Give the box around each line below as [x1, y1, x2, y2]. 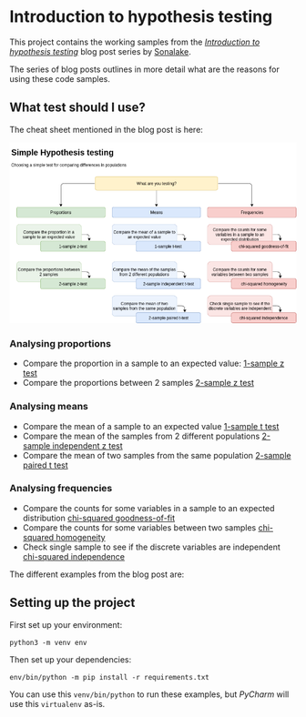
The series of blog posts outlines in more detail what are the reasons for [9, 64, 280, 75]
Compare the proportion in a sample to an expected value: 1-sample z [22, 358, 285, 369]
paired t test [22, 459, 68, 470]
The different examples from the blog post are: [9, 569, 185, 580]
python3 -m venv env [9, 638, 88, 647]
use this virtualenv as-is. [9, 698, 106, 709]
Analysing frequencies [9, 482, 113, 495]
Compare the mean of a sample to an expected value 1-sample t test [22, 420, 280, 431]
